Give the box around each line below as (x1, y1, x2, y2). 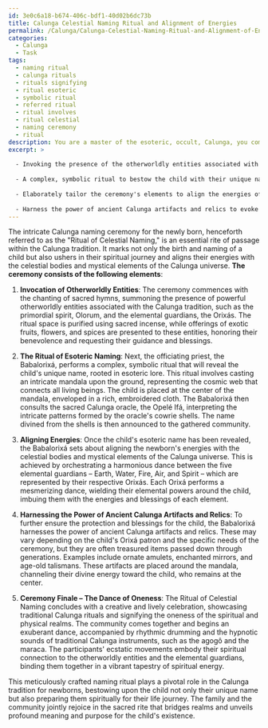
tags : (8, 57, 26, 65)
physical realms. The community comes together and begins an (19, 619, 230, 629)
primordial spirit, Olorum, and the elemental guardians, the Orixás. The (19, 310, 251, 320)
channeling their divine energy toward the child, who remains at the (19, 570, 242, 579)
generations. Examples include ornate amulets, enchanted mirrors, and (19, 553, 253, 562)
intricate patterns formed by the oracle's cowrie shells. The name (19, 411, 235, 421)
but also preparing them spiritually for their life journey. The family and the (8, 694, 253, 704)
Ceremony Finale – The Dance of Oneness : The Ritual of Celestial (19, 594, 238, 603)
